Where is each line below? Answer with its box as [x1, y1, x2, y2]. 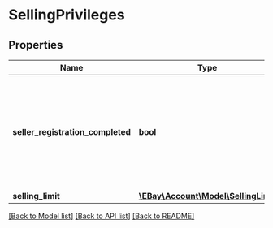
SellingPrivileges [8, 6, 125, 24]
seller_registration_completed [12, 127, 132, 137]
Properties [8, 38, 63, 52]
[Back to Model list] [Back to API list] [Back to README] [8, 211, 195, 221]
